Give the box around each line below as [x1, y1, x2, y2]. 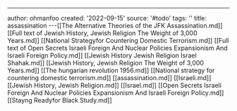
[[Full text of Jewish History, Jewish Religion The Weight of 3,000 [7, 29, 197, 37]
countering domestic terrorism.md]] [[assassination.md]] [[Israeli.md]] [7, 74, 212, 81]
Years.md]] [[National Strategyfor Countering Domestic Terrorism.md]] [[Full [7, 37, 229, 44]
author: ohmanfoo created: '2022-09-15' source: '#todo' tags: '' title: [7, 14, 207, 22]
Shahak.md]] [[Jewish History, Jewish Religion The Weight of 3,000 [7, 59, 205, 67]
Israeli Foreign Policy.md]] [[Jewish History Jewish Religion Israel [7, 51, 197, 60]
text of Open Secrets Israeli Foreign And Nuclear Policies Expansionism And [7, 44, 228, 52]
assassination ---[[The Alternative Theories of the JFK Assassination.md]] [7, 22, 224, 30]
